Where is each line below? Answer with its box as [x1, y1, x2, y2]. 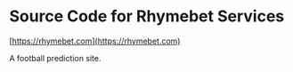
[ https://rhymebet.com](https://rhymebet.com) [9, 36, 181, 46]
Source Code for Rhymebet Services [9, 6, 285, 27]
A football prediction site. [9, 52, 102, 63]
